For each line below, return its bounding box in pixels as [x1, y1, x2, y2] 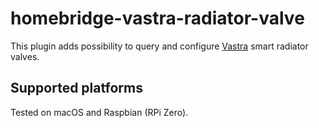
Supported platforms [10, 80, 143, 97]
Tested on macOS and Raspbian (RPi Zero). [10, 106, 189, 118]
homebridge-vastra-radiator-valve [10, 7, 305, 30]
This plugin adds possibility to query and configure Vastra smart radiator [10, 40, 309, 52]
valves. [10, 50, 40, 62]
